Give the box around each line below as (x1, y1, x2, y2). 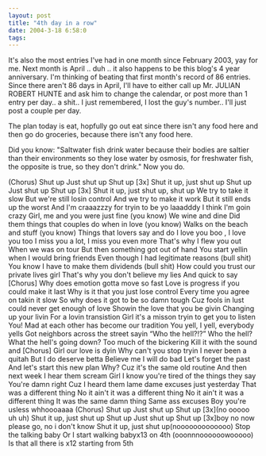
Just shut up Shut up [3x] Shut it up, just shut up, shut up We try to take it (8, 186, 249, 195)
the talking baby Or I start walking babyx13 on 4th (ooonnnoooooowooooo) (8, 430, 254, 440)
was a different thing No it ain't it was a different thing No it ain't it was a (8, 388, 245, 397)
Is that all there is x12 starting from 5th (8, 439, 133, 448)
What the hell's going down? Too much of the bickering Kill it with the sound (8, 338, 257, 347)
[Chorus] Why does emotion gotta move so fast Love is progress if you (8, 278, 240, 288)
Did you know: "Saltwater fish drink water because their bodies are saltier (8, 145, 249, 155)
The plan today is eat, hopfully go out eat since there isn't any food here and (8, 121, 259, 131)
